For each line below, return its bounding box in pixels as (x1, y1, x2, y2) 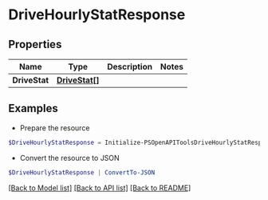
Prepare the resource (19, 122, 90, 133)
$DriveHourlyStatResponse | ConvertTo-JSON (8, 168, 156, 177)
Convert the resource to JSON (19, 153, 120, 162)
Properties (8, 38, 62, 51)
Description (107, 62, 153, 72)
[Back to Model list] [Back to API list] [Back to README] (8, 182, 191, 193)
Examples (8, 102, 58, 115)
